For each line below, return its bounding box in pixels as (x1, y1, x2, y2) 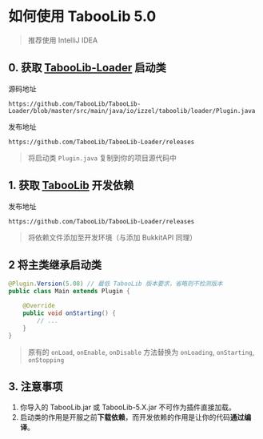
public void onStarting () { (22, 309, 116, 317)
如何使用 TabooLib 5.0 (8, 7, 157, 26)
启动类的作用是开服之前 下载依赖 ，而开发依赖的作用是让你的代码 (19, 413, 230, 422)
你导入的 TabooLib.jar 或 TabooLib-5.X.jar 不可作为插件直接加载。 (19, 402, 236, 413)
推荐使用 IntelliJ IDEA (27, 35, 98, 45)
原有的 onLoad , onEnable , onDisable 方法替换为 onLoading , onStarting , (27, 347, 255, 356)
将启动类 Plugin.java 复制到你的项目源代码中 (27, 153, 177, 163)
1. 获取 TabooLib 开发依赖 (8, 179, 134, 192)
